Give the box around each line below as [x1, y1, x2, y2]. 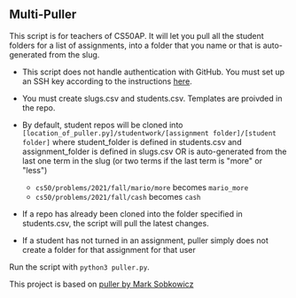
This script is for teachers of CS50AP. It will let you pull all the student [9, 30, 264, 41]
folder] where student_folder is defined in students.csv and [21, 136, 242, 147]
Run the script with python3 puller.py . [9, 261, 151, 272]
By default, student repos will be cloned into [21, 119, 183, 130]
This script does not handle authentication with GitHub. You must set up [21, 66, 285, 77]
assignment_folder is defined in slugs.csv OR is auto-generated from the [21, 146, 287, 157]
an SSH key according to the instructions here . [21, 75, 192, 87]
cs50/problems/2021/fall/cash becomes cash [35, 191, 201, 202]
